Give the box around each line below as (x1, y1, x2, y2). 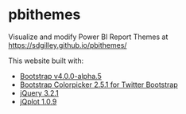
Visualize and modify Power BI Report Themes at (8, 32, 169, 41)
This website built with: (8, 56, 84, 65)
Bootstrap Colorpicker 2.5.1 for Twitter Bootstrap (19, 80, 178, 89)
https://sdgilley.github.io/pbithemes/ (8, 40, 127, 49)
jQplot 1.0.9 (19, 96, 57, 106)
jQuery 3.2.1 (19, 88, 60, 97)
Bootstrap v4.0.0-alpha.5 (19, 71, 102, 81)
